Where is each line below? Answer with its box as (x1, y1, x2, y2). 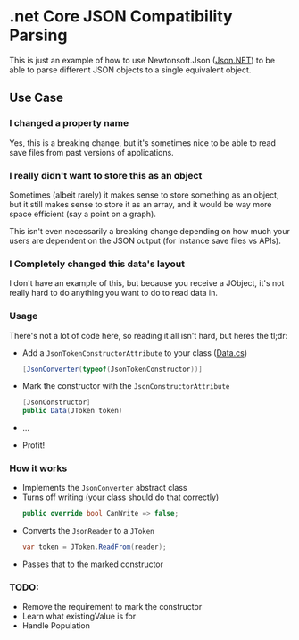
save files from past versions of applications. (9, 147, 174, 157)
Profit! (21, 440, 46, 451)
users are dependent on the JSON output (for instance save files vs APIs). (9, 235, 281, 246)
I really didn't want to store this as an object (9, 169, 203, 181)
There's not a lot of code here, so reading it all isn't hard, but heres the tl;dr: (9, 330, 288, 341)
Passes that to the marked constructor (21, 559, 163, 569)
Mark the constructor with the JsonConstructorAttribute (21, 381, 230, 392)
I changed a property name (9, 117, 129, 130)
